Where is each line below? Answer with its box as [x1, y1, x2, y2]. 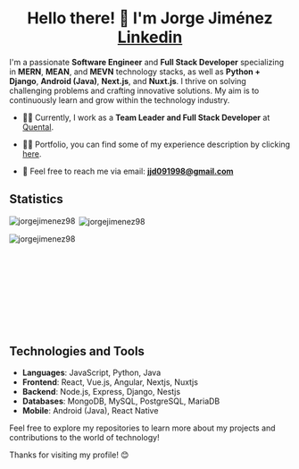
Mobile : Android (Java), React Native [21, 405, 159, 416]
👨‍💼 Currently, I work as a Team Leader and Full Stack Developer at [21, 112, 270, 123]
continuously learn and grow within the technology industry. [9, 94, 230, 106]
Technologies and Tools [9, 344, 145, 359]
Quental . [21, 121, 54, 132]
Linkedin [117, 27, 183, 47]
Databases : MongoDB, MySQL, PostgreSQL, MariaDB [21, 396, 220, 406]
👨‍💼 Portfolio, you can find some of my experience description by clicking [21, 139, 291, 149]
